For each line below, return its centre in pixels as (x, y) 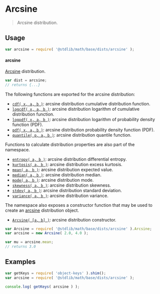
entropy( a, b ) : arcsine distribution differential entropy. (69, 159)
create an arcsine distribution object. (42, 210)
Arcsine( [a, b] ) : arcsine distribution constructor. (64, 220)
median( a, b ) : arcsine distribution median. (57, 174)
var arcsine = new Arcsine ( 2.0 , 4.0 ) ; (47, 233)
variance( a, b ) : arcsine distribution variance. (60, 196)
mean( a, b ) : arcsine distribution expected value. (63, 170)
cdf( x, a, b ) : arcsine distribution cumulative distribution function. (81, 103)
